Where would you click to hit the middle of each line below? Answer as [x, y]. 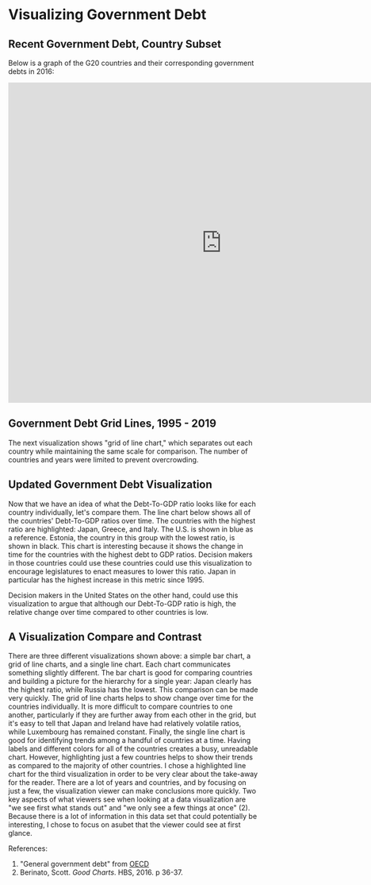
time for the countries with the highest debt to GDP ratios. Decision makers [130, 555]
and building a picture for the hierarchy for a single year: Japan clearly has [130, 682]
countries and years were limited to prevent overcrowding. [103, 459]
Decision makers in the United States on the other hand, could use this [123, 595]
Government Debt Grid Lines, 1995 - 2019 [112, 424]
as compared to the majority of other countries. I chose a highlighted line [127, 766]
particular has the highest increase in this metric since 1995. [106, 580]
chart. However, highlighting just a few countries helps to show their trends [131, 757]
